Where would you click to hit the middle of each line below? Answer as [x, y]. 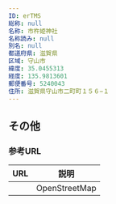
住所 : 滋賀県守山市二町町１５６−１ [59, 91]
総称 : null [25, 23]
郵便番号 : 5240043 [37, 83]
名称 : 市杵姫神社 [33, 31]
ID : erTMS [25, 16]
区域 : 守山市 [27, 62]
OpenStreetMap [66, 189]
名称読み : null [31, 38]
